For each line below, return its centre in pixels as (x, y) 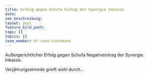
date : (11, 14)
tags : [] (14, 32)
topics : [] (16, 37)
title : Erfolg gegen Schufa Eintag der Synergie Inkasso (64, 9)
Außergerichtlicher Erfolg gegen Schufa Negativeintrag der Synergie (74, 55)
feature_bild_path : (25, 28)
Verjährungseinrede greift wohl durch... (45, 69)
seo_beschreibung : (24, 18)
